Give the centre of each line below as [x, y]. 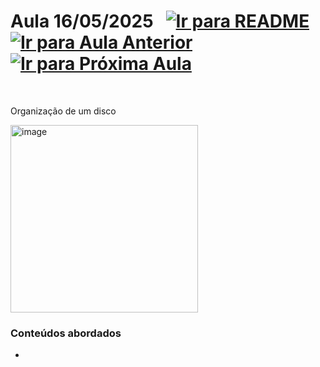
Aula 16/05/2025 [82, 21]
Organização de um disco [63, 111]
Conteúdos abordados [66, 333]
